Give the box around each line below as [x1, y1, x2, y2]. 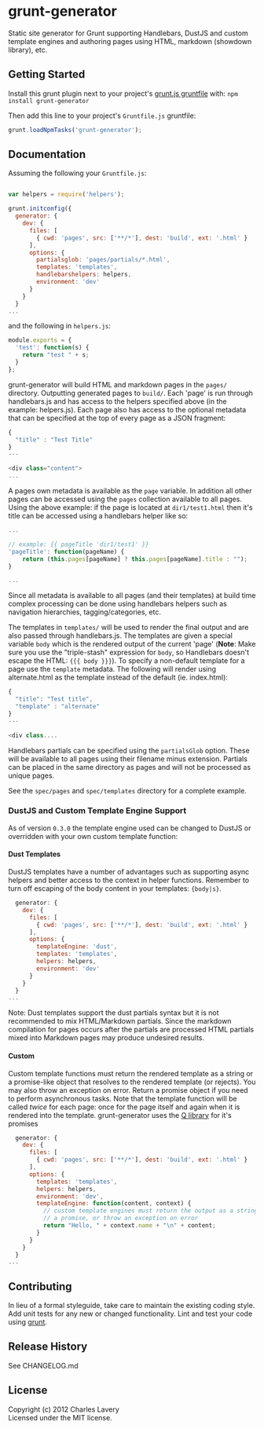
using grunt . [8, 1317, 47, 1327]
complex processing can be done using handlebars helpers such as [8, 599, 228, 609]
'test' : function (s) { [15, 344, 90, 352]
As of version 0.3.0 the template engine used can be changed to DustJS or [8, 823, 251, 833]
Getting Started [8, 68, 86, 81]
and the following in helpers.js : [8, 321, 112, 331]
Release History [8, 1340, 88, 1354]
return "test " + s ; [22, 351, 90, 359]
